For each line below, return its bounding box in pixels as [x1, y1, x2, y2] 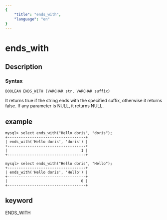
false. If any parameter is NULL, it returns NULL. [5, 103, 104, 109]
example [5, 117, 33, 126]
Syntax [5, 77, 23, 84]
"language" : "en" [14, 16, 50, 21]
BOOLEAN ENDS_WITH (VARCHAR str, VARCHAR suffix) [5, 89, 111, 94]
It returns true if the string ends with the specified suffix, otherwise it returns [5, 98, 163, 104]
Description [5, 62, 42, 71]
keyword [5, 197, 33, 205]
